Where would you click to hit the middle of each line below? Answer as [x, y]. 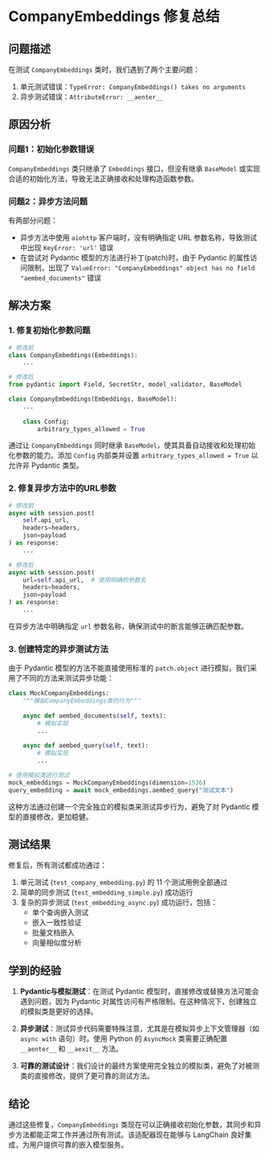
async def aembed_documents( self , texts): [95, 716]
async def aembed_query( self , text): [86, 746]
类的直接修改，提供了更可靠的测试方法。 [87, 1076]
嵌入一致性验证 [57, 923]
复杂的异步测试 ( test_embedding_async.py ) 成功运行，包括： [119, 903]
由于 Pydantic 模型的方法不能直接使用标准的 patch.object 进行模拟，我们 [129, 668]
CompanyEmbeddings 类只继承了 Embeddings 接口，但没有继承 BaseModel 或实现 [134, 168]
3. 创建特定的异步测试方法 [59, 648]
